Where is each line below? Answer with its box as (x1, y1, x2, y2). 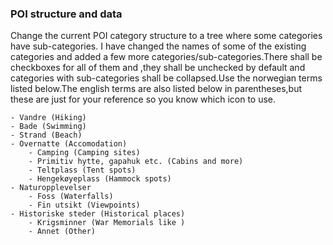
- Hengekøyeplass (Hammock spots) (28, 174, 172, 184)
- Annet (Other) (28, 227, 97, 237)
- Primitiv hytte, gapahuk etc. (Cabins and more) (28, 157, 244, 167)
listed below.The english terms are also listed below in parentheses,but (10, 83, 303, 95)
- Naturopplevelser (10, 183, 92, 193)
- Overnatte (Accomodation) (10, 139, 128, 149)
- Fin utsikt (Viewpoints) (28, 200, 141, 211)
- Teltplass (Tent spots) (28, 165, 137, 176)
